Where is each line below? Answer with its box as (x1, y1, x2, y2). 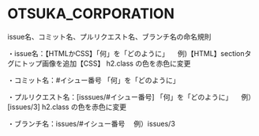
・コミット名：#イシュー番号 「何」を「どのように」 (7, 75, 180, 85)
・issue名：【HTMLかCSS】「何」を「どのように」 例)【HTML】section (7, 48, 246, 58)
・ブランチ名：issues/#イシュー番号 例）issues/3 (7, 119, 175, 128)
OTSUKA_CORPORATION (7, 5, 175, 23)
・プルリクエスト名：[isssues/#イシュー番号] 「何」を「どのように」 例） (7, 92, 256, 101)
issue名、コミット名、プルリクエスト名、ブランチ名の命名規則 (7, 32, 212, 41)
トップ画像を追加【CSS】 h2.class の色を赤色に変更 (21, 59, 191, 68)
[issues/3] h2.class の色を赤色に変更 (7, 102, 127, 111)
